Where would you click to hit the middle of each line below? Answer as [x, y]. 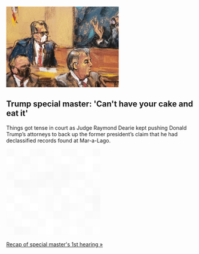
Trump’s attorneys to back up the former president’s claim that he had [92, 134]
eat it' [17, 113]
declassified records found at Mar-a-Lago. [59, 140]
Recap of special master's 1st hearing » [55, 244]
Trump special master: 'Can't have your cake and [99, 104]
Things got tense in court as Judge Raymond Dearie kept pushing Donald [97, 128]
